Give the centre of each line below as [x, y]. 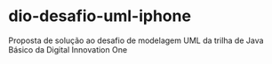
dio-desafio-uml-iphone [100, 16]
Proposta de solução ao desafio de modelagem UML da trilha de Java [136, 40]
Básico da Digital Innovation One [68, 49]
